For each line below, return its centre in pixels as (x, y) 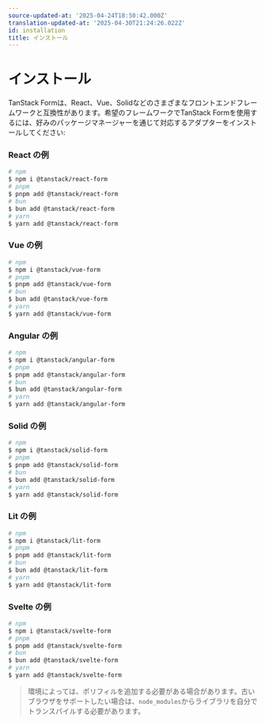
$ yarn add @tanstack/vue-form (60, 314)
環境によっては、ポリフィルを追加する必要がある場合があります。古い (141, 691)
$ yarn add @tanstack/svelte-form (65, 675)
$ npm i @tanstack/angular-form (61, 360)
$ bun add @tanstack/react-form (61, 208)
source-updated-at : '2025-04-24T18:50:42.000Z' (88, 15)
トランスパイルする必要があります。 (86, 711)
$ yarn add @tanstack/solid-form (63, 495)
